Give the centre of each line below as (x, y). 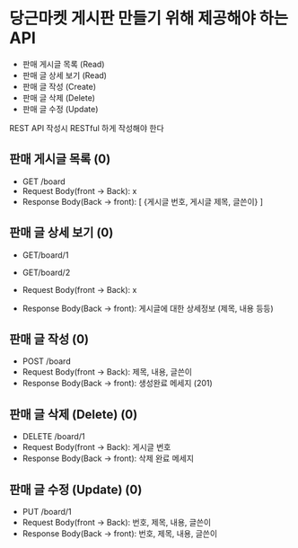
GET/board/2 (46, 272)
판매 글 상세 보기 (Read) (65, 75)
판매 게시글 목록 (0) (60, 159)
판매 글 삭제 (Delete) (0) (74, 414)
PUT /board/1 (47, 512)
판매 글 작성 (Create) (59, 86)
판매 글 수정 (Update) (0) (76, 489)
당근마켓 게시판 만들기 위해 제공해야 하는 (149, 18)
